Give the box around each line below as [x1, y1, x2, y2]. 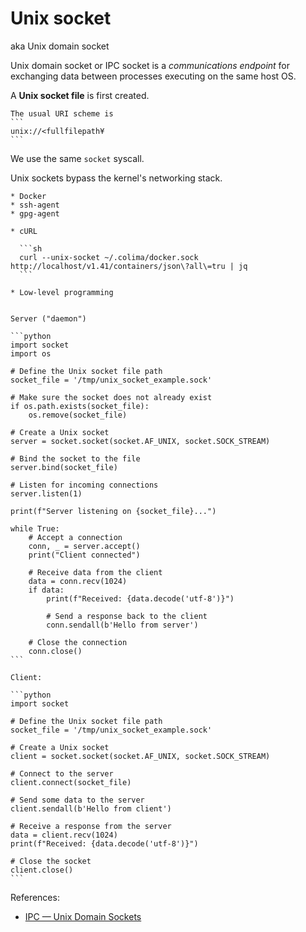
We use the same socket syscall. [10, 152, 145, 164]
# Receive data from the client [28, 567, 163, 577]
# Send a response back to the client [46, 611, 208, 621]
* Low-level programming [10, 287, 114, 297]
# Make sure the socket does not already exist [10, 392, 213, 402]
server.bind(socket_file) [10, 462, 118, 472]
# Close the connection [28, 637, 128, 647]
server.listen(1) [10, 488, 83, 499]
